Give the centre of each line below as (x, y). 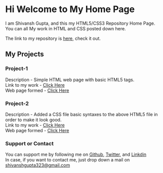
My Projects (25, 54)
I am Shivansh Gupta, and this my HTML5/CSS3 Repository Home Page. (80, 23)
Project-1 (17, 69)
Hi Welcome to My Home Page (70, 9)
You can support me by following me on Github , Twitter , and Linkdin (76, 154)
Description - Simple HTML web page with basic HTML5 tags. (70, 80)
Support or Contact (30, 143)
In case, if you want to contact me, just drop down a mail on (68, 160)
